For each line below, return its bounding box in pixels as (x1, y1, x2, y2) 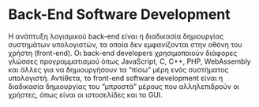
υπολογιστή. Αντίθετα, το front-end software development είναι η (8, 73, 223, 83)
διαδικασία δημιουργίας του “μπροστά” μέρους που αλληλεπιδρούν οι (8, 81, 239, 91)
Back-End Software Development (8, 6, 231, 24)
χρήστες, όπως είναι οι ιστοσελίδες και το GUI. (8, 90, 163, 99)
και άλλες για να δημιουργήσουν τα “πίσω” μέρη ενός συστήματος (8, 65, 229, 74)
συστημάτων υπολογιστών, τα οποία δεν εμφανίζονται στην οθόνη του (8, 39, 242, 49)
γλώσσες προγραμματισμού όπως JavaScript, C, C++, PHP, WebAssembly (8, 57, 251, 66)
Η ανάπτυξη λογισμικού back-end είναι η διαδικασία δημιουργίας (8, 31, 224, 41)
